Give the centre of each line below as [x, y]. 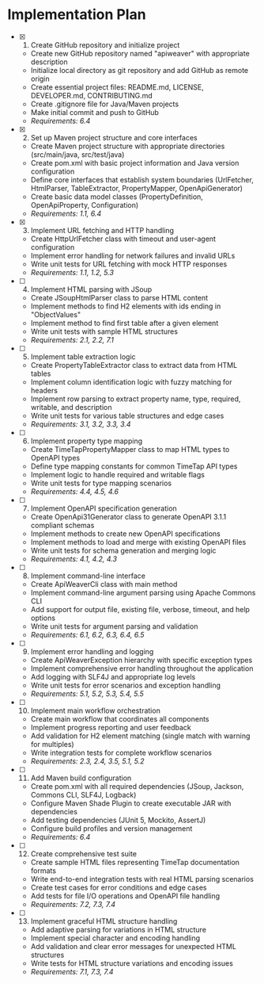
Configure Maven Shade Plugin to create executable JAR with [131, 803]
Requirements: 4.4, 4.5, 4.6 [75, 491]
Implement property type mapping [87, 441]
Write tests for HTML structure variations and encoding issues [132, 963]
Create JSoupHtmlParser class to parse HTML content [119, 297]
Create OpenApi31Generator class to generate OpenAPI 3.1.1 [128, 516]
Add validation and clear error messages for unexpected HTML [133, 946]
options [43, 618]
